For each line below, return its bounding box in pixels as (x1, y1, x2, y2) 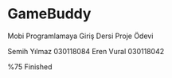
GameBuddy (7, 5, 92, 23)
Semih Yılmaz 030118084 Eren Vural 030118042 (7, 46, 165, 56)
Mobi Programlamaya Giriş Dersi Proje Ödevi (7, 31, 154, 41)
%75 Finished (7, 61, 53, 72)
